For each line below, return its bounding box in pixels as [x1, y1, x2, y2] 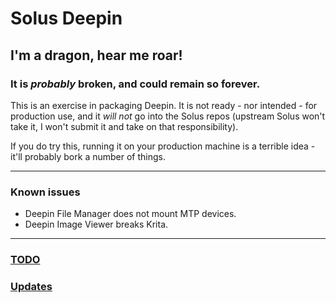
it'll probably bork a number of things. [10, 150, 166, 162]
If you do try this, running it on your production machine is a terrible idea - [10, 140, 316, 152]
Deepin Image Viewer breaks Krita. [24, 218, 169, 231]
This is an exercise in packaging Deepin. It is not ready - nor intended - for [10, 99, 318, 111]
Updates [10, 280, 53, 294]
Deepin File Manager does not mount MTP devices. [24, 208, 237, 220]
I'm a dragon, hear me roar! [10, 47, 183, 64]
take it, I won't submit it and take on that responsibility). [10, 120, 239, 132]
